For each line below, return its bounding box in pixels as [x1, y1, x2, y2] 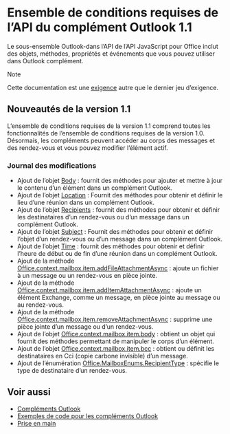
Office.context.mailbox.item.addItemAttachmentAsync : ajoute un [16, 286, 202, 294]
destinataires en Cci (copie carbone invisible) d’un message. [16, 352, 189, 360]
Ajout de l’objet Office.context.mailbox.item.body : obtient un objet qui [16, 330, 216, 338]
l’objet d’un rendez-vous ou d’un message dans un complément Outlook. [16, 235, 223, 243]
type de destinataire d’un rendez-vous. [16, 367, 128, 375]
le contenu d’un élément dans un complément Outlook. [16, 184, 173, 192]
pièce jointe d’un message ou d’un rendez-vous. [16, 323, 154, 331]
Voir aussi [7, 387, 51, 398]
